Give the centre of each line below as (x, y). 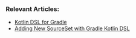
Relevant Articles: (33, 9)
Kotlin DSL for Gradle (40, 22)
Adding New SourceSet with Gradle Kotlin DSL (72, 28)
